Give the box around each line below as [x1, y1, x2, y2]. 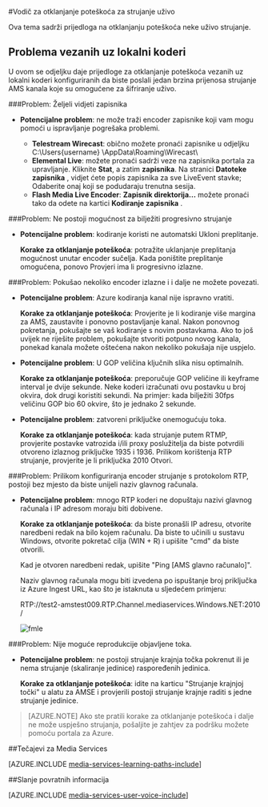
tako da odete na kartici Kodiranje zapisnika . [31, 198, 183, 207]
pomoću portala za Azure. [27, 728, 114, 737]
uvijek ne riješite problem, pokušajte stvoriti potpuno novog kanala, [19, 334, 242, 343]
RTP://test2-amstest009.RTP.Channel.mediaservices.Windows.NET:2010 [19, 600, 261, 609]
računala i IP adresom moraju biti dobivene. [19, 504, 163, 513]
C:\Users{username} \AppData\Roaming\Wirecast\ [31, 147, 198, 157]
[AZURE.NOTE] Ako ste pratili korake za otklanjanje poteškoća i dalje [27, 711, 254, 721]
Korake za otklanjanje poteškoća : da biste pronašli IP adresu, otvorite [19, 519, 252, 528]
